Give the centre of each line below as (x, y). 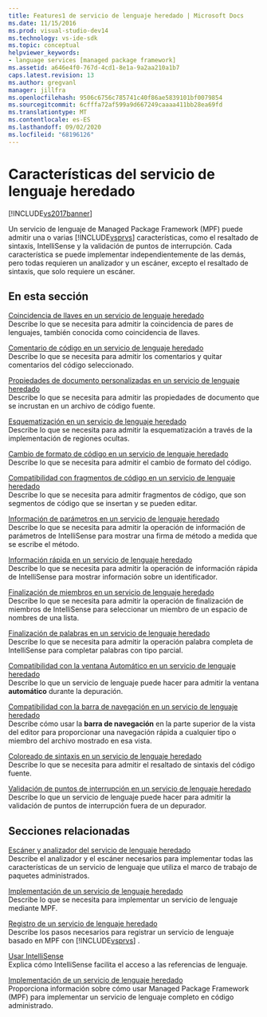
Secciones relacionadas (69, 831)
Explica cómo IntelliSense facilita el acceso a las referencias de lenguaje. (128, 965)
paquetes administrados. (49, 875)
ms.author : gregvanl (43, 82)
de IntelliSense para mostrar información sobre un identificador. (113, 577)
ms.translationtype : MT (48, 113)
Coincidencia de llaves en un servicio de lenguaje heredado (106, 316)
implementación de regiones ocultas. (69, 439)
